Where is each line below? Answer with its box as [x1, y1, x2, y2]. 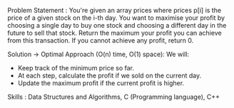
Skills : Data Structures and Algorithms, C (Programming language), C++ [7, 92, 220, 101]
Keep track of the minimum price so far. [17, 64, 134, 72]
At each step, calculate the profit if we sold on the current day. [17, 71, 202, 80]
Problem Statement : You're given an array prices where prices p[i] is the [7, 6, 222, 14]
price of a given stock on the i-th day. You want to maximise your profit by [7, 13, 225, 22]
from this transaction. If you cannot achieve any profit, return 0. [7, 36, 194, 45]
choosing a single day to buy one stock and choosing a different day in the [7, 21, 227, 29]
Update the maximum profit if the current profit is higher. [17, 79, 184, 87]
